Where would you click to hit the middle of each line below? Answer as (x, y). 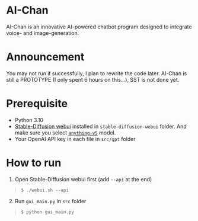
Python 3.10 (29, 120)
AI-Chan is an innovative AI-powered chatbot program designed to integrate (99, 27)
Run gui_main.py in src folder (50, 201)
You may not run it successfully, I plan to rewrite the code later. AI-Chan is (97, 73)
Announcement (45, 57)
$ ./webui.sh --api (45, 190)
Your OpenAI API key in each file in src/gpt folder (75, 139)
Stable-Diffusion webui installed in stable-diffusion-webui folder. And (100, 126)
